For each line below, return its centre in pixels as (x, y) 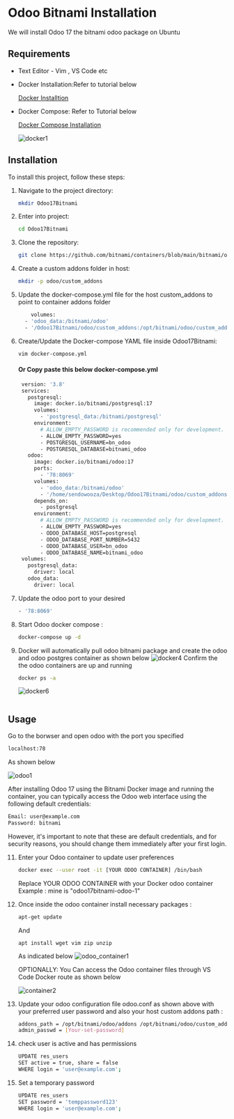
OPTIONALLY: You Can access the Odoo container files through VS (114, 969)
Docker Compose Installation (60, 125)
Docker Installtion (43, 97)
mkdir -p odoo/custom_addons (60, 281)
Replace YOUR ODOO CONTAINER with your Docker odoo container (115, 883)
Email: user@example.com (44, 817)
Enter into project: (44, 217)
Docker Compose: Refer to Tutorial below (77, 111)
